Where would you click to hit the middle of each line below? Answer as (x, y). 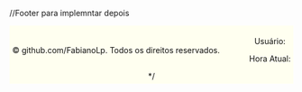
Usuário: (270, 41)
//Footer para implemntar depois (69, 13)
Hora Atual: (270, 59)
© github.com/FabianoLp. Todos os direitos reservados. (116, 50)
